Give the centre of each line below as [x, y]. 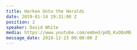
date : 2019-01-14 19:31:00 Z [41, 17]
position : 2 [20, 22]
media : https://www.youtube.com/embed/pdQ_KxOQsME [69, 33]
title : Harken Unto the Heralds [45, 11]
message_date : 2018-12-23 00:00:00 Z [52, 38]
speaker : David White [32, 27]
